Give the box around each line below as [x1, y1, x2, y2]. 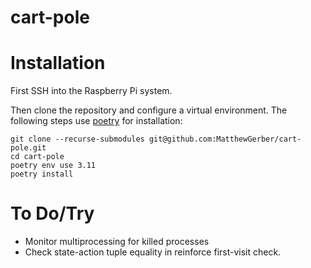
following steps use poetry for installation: [10, 115, 183, 127]
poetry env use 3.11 [10, 161, 97, 171]
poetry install [10, 169, 74, 180]
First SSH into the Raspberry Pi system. [10, 85, 173, 97]
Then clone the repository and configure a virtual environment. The [10, 104, 288, 116]
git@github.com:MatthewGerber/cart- [148, 134, 302, 145]
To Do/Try [10, 202, 95, 225]
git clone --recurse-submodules [10, 134, 145, 145]
